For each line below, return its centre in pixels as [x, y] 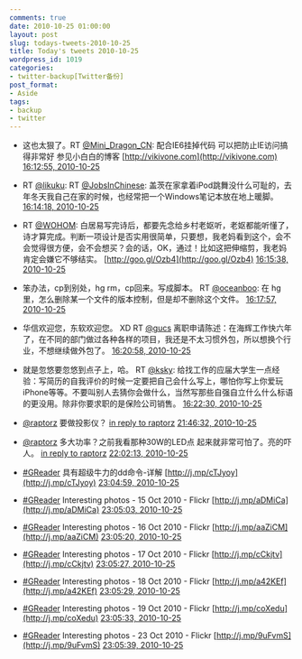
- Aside [24, 93]
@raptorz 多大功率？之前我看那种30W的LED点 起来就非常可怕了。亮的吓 [157, 442]
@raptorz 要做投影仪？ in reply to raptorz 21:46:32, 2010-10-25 [139, 423]
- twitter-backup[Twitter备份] [67, 77]
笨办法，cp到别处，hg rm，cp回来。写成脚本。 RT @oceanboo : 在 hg [151, 288]
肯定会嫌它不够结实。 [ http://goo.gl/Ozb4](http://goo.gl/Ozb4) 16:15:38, [155, 259]
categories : [32, 69]
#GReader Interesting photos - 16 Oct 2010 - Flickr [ [119, 527]
